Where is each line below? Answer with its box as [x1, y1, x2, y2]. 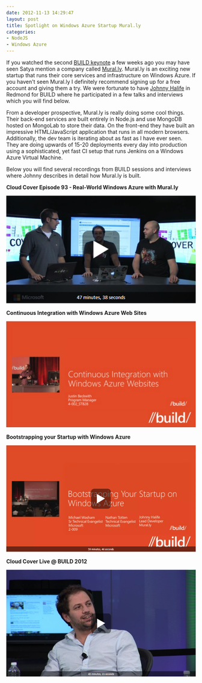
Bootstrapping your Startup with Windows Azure [6, 433, 131, 440]
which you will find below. [6, 97, 70, 104]
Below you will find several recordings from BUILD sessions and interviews [6, 166, 191, 173]
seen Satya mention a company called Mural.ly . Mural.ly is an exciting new [6, 65, 191, 72]
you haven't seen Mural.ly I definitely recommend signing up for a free [6, 78, 180, 85]
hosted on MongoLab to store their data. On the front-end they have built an [6, 122, 195, 129]
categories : [6, 29, 36, 35]
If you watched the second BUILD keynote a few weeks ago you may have [6, 59, 190, 66]
